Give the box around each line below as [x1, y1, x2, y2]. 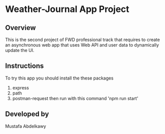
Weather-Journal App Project [5, 3, 130, 15]
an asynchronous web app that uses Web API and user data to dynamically [5, 42, 160, 48]
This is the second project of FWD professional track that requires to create [5, 36, 161, 42]
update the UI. [5, 47, 34, 53]
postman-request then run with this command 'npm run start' [12, 95, 139, 101]
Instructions [5, 61, 44, 70]
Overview [5, 23, 36, 32]
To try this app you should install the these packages [5, 75, 114, 81]
